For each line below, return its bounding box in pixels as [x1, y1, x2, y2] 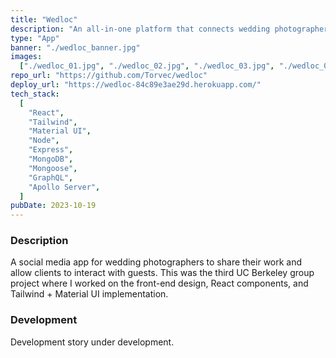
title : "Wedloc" [10, 14, 78, 25]
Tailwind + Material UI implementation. [10, 288, 169, 300]
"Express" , [28, 145, 74, 155]
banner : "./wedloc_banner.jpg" [10, 42, 141, 53]
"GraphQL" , [28, 172, 74, 183]
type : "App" [10, 33, 60, 43]
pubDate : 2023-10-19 [10, 201, 97, 211]
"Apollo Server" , [28, 182, 101, 192]
